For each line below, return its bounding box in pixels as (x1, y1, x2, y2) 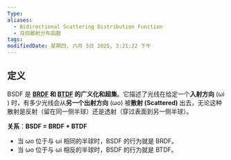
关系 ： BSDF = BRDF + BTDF (7, 122, 87, 130)
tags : (7, 36, 23, 43)
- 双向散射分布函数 (13, 29, 61, 37)
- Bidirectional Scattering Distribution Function (13, 23, 163, 30)
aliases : (7, 17, 33, 24)
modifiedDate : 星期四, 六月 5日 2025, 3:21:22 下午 (7, 42, 151, 49)
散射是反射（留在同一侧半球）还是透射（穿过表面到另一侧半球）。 (7, 107, 193, 115)
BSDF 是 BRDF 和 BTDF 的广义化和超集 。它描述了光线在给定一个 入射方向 (7, 90, 215, 98)
